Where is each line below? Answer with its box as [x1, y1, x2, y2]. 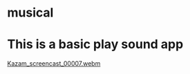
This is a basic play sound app [7, 37, 184, 53]
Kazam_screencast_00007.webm [7, 59, 101, 68]
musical [7, 5, 54, 21]
